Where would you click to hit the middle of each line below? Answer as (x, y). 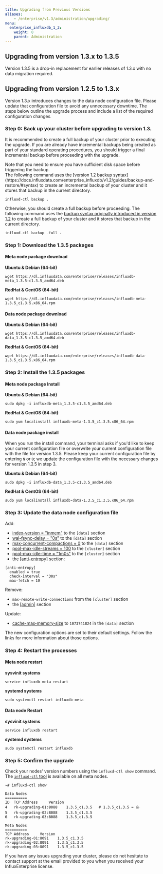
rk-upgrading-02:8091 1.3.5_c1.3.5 (44, 843)
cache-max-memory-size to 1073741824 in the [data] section (73, 623)
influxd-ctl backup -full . (34, 233)
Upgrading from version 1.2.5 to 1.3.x (62, 89)
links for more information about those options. (52, 638)
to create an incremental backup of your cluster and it (93, 185)
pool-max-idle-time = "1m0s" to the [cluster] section (66, 553)
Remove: (14, 589)
